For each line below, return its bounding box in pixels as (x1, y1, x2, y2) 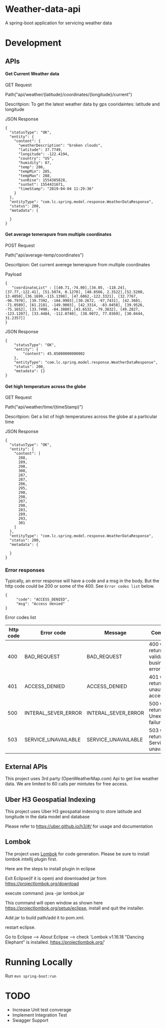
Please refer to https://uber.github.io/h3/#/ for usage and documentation (5, 823, 153, 829)
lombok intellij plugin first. (5, 856, 58, 862)
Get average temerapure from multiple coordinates (5, 232, 112, 238)
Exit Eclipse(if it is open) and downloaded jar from (5, 875, 107, 881)
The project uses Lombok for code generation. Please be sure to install (5, 850, 150, 856)
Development (5, 37, 62, 49)
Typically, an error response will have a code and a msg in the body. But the (5, 578, 160, 584)
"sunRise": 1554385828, (18, 178, 68, 182)
